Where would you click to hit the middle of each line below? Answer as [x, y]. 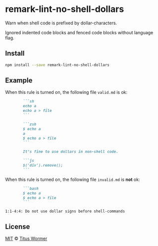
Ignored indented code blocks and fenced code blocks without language [79, 32]
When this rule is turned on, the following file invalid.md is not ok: [73, 179]
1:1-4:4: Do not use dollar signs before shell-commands [65, 211]
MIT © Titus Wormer [26, 239]
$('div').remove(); [43, 165]
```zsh [30, 124]
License [18, 226]
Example [19, 81]
